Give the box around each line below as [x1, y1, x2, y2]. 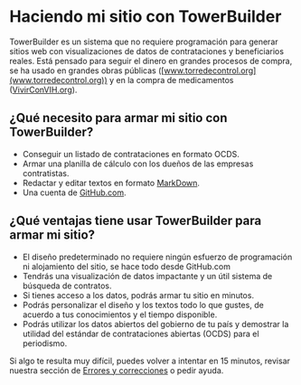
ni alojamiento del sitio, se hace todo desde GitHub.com [22, 260, 230, 272]
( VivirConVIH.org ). [9, 84, 78, 95]
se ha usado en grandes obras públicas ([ [9, 65, 165, 76]
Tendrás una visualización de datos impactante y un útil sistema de [22, 270, 273, 281]
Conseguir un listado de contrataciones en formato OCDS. [22, 148, 240, 159]
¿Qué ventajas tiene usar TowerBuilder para [9, 213, 262, 229]
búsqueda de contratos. [22, 280, 112, 291]
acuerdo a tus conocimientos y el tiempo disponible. [22, 309, 218, 320]
